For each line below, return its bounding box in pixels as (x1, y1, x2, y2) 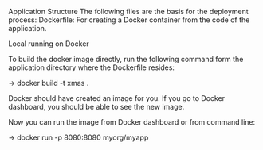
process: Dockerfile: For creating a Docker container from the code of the (8, 15, 250, 25)
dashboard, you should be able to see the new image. (8, 102, 185, 111)
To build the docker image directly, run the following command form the (8, 55, 244, 63)
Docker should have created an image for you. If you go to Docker (8, 94, 226, 102)
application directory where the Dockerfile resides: (8, 63, 175, 72)
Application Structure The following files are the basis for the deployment (8, 7, 249, 16)
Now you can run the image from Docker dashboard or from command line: (8, 117, 256, 126)
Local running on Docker (8, 39, 89, 48)
